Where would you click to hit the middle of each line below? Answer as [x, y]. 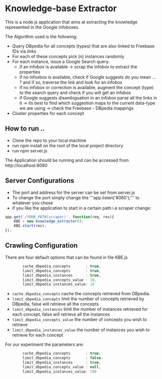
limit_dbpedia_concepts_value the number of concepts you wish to [80, 320]
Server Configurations [40, 181]
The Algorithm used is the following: [41, 37]
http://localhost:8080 [26, 165]
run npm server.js [30, 151]
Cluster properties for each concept [48, 113]
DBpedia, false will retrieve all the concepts [55, 304]
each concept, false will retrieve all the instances [61, 314]
